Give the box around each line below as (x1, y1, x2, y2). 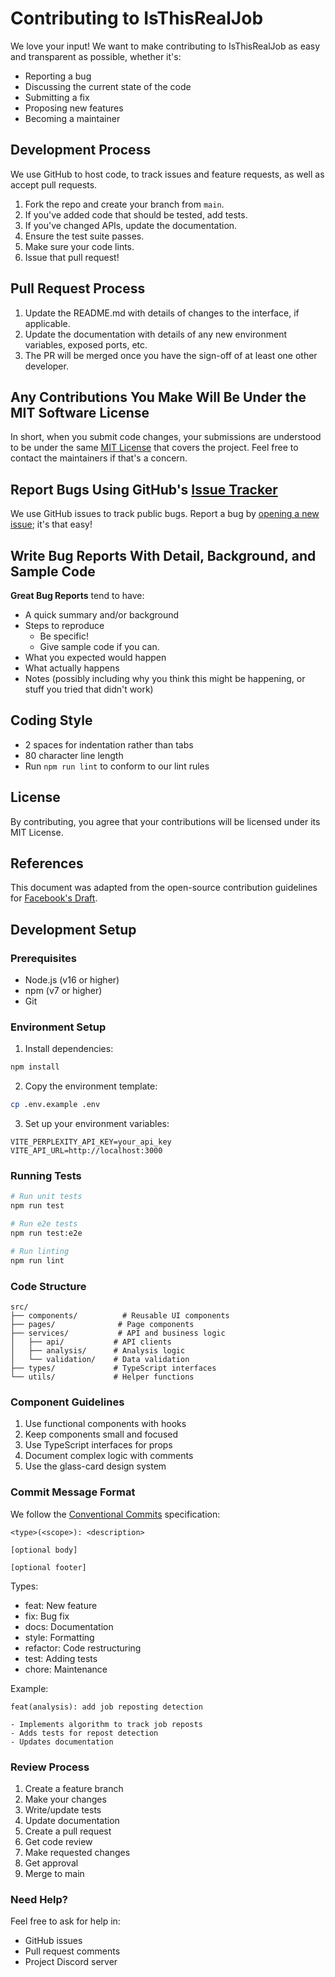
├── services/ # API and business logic (10, 1328, 226, 1339)
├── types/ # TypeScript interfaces (10, 1363, 217, 1374)
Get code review (24, 1835, 93, 1847)
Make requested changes (24, 1846, 131, 1858)
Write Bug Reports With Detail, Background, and (10, 547, 317, 564)
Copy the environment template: (24, 1080, 158, 1092)
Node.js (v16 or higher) (24, 974, 120, 986)
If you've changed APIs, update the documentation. (24, 219, 238, 231)
